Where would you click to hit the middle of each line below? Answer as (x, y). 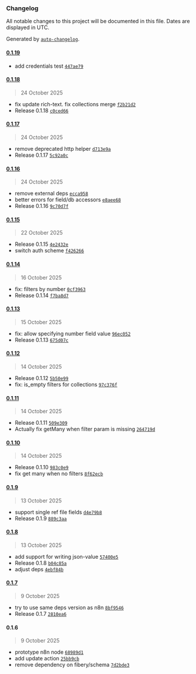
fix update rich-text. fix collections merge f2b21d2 (75, 104)
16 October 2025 (41, 277)
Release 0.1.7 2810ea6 (41, 613)
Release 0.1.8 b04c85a (41, 563)
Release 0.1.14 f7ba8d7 (42, 295)
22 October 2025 (42, 233)
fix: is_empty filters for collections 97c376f (66, 384)
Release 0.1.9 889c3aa (41, 518)
